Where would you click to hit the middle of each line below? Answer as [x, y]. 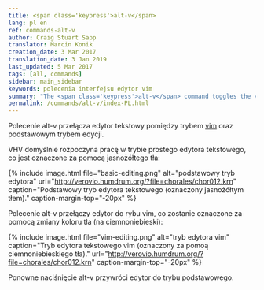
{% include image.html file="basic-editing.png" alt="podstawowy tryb [122, 173]
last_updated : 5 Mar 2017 [50, 67]
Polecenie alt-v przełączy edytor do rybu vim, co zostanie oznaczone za [125, 214]
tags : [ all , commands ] [45, 74]
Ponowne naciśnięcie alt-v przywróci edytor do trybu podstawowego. [121, 277]
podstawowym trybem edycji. [56, 134]
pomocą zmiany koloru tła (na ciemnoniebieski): [86, 222]
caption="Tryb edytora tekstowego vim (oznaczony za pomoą [108, 246]
